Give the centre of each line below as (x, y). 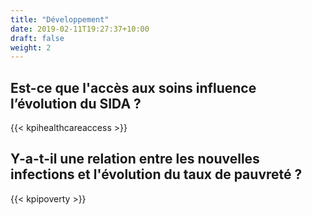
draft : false (37, 38)
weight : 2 (31, 47)
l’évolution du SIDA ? (76, 103)
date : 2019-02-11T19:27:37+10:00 (80, 29)
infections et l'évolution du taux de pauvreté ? (156, 174)
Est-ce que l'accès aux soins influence (133, 87)
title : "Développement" (60, 19)
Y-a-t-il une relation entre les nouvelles (135, 159)
